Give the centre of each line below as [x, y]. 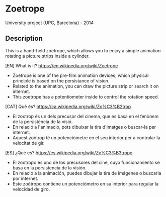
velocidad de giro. [31, 189]
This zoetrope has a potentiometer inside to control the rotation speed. [86, 96]
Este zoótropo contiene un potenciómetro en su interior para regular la [86, 183]
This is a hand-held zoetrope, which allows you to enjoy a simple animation [83, 50]
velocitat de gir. [28, 143]
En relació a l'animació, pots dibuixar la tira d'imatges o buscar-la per [84, 127]
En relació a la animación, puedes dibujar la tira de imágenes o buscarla [87, 173]
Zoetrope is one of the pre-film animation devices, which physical [80, 75]
